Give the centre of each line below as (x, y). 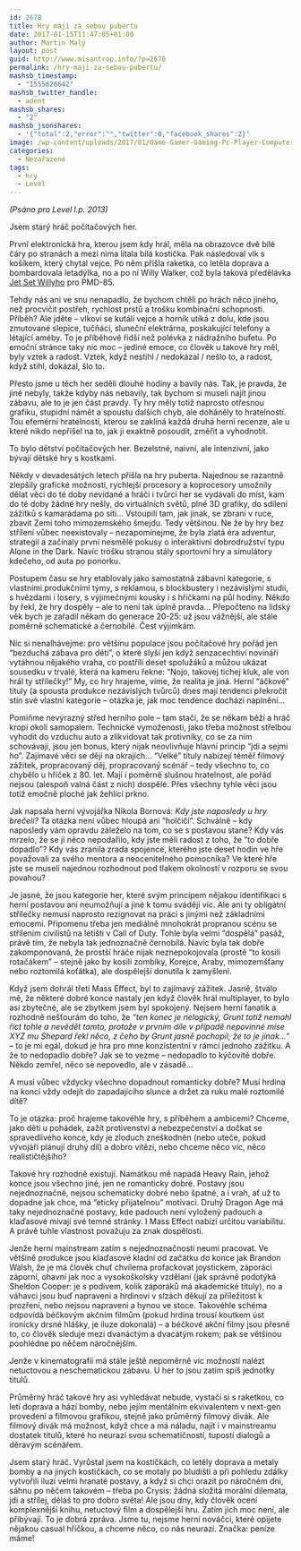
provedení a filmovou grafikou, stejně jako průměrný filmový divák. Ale (139, 1417)
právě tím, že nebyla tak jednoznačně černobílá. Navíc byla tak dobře (137, 943)
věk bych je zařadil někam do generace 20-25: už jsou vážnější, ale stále (143, 617)
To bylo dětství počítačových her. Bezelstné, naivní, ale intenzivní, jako (139, 449)
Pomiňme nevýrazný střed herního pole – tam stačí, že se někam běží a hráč (150, 718)
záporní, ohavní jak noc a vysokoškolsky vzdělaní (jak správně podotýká (143, 1277)
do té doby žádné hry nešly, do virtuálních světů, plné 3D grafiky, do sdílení (149, 504)
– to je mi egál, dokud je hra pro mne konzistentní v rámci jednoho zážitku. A (150, 1046)
